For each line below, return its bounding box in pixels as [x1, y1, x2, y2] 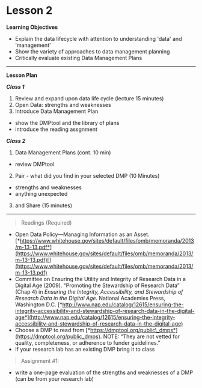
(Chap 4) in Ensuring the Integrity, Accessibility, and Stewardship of [14, 288, 183, 295]
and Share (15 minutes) [14, 202, 73, 209]
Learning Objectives [6, 23, 58, 31]
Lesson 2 [6, 4, 53, 17]
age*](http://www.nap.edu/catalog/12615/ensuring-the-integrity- [14, 314, 176, 321]
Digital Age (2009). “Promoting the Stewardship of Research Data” [14, 282, 180, 289]
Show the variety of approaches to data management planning [14, 47, 170, 55]
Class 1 [6, 83, 25, 90]
